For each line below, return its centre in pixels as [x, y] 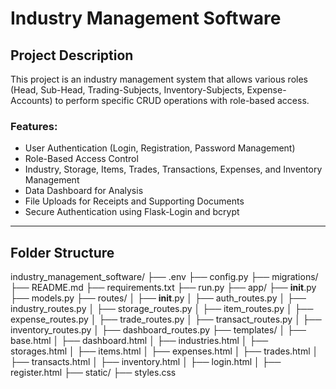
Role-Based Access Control [81, 159]
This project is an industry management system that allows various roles [159, 79]
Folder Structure [62, 252]
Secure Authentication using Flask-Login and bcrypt [132, 212]
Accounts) [31, 100]
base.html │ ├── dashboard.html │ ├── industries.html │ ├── [139, 341]
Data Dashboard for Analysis [84, 191]
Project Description [72, 55]
